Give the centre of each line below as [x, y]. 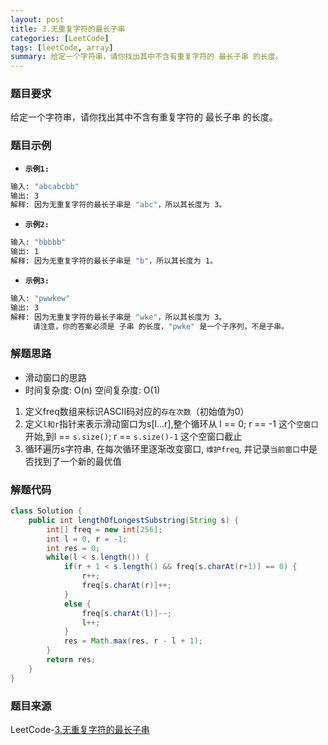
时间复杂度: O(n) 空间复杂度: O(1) [92, 390]
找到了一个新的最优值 [77, 461]
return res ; [71, 660]
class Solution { [46, 511]
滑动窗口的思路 [55, 377]
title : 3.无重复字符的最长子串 [68, 29]
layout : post [37, 19]
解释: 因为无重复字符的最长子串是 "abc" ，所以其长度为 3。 [118, 205]
